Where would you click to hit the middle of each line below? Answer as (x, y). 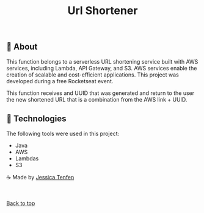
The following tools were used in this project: (63, 133)
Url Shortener (103, 11)
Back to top (21, 203)
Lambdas (27, 158)
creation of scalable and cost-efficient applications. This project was (93, 75)
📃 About (22, 47)
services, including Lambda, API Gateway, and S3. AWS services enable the (102, 68)
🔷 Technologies (36, 119)
